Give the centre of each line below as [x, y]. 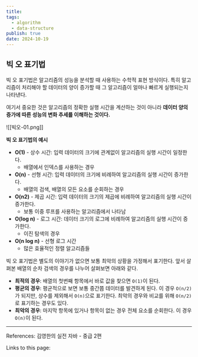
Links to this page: [29, 348]
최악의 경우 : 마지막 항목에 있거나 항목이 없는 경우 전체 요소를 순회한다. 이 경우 [103, 310]
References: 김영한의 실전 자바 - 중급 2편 [54, 336]
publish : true [24, 34]
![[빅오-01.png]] [25, 127]
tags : [13, 17]
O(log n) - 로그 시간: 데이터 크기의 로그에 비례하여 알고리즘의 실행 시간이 [98, 219]
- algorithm [26, 22]
